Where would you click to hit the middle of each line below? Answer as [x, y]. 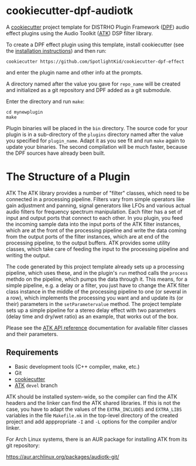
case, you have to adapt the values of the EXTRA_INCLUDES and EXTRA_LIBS [94, 409]
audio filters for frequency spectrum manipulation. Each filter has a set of [94, 212]
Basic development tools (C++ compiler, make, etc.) [77, 366]
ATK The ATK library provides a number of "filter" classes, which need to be [98, 193]
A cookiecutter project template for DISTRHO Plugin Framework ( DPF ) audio [98, 27]
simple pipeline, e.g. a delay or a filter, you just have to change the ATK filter [98, 285]
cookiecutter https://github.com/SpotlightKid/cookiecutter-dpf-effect [95, 62]
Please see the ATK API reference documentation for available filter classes [97, 328]
